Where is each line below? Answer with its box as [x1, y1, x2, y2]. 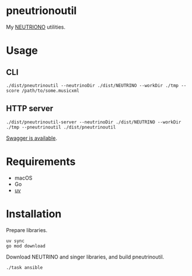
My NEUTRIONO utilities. [6, 23, 66, 30]
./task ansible [6, 264, 43, 270]
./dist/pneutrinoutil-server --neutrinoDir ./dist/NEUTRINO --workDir [6, 119, 181, 125]
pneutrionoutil [6, 4, 77, 18]
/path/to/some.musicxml [21, 88, 80, 94]
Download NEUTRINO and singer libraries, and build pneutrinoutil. [6, 253, 165, 260]
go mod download [6, 243, 46, 249]
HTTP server [6, 103, 54, 113]
